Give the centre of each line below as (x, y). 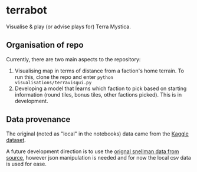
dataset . (16, 140)
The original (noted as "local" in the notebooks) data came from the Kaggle (97, 134)
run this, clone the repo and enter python (64, 77)
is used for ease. (27, 164)
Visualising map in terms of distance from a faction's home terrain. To (99, 71)
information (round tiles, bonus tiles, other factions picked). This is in (98, 94)
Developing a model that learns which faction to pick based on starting (101, 88)
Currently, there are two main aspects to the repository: (73, 59)
